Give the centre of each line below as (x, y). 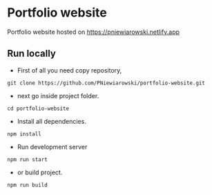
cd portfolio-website (38, 109)
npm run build (28, 185)
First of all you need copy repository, (69, 70)
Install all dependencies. (51, 121)
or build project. (40, 172)
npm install (24, 134)
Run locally (32, 54)
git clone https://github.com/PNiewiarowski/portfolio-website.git (106, 83)
